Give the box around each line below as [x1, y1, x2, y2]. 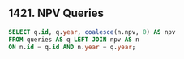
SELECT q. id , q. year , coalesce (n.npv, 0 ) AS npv [8, 27, 176, 36]
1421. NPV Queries [8, 6, 104, 20]
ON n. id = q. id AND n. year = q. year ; [8, 43, 136, 51]
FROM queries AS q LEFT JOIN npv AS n [8, 36, 139, 44]
